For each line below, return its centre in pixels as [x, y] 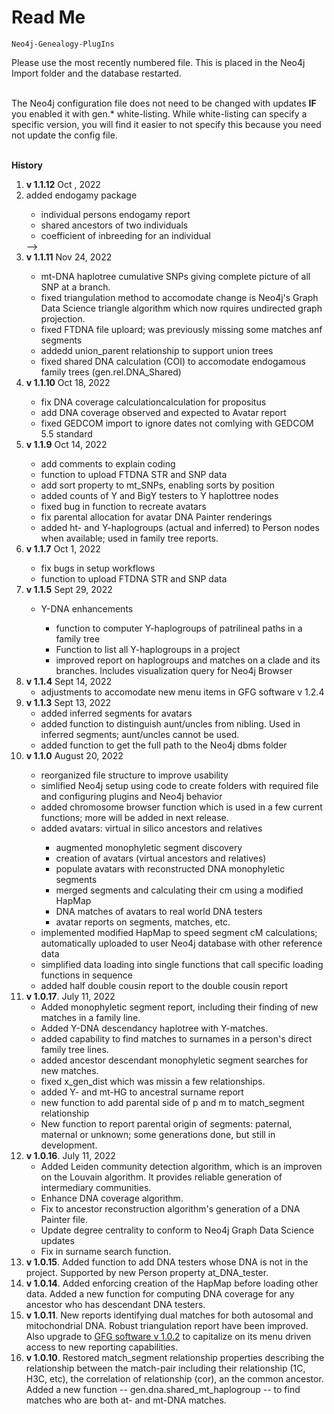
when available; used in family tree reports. [129, 538]
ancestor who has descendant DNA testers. [115, 1304]
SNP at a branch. [75, 287]
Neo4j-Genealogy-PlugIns [63, 44]
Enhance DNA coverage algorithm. [112, 1198]
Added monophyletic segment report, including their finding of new [179, 1007]
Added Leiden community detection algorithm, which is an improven [181, 1166]
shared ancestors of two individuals [114, 225]
